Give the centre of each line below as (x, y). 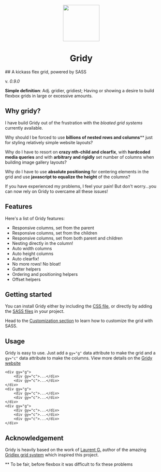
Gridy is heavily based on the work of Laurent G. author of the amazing (76, 450)
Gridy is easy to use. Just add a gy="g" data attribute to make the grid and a (80, 353)
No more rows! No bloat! (37, 264)
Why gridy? (23, 111)
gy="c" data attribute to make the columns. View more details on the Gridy (79, 358)
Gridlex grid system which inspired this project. (52, 455)
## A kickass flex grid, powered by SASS (46, 72)
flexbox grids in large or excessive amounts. (49, 96)
